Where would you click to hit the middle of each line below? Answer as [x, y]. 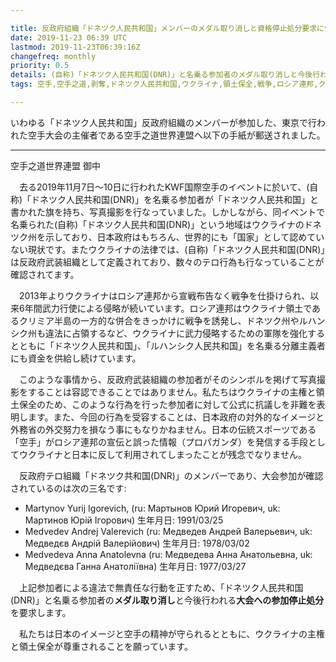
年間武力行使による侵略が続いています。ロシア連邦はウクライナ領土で [168, 308]
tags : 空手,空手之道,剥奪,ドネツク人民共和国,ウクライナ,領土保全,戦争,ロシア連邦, [164, 84]
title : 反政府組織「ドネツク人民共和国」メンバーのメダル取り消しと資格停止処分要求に [167, 28]
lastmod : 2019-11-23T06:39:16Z [75, 47]
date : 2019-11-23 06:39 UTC [69, 37]
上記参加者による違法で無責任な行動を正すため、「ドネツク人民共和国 [161, 587]
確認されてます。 [45, 274]
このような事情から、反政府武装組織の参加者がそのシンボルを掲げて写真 [167, 379]
